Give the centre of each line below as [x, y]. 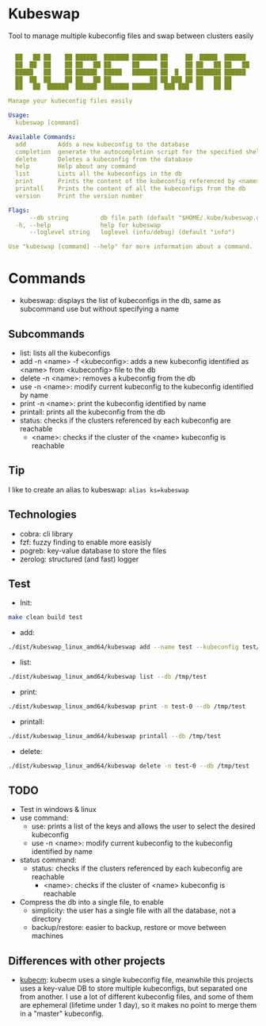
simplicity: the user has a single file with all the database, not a [133, 911]
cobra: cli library [46, 534]
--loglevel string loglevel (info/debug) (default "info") [132, 232]
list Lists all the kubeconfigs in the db [99, 174]
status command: [48, 860]
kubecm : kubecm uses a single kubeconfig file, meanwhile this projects [136, 980]
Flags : [19, 210]
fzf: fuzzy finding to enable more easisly [85, 542]
